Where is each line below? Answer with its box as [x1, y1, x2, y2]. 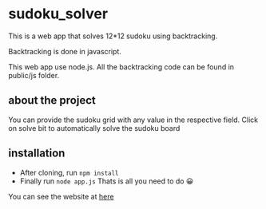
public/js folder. [8, 70, 60, 80]
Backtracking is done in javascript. [8, 46, 122, 56]
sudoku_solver [8, 5, 109, 23]
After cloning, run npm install [19, 168, 119, 177]
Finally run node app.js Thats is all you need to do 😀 [19, 176, 194, 186]
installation [8, 147, 66, 160]
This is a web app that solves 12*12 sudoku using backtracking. [8, 31, 218, 41]
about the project [8, 93, 96, 108]
